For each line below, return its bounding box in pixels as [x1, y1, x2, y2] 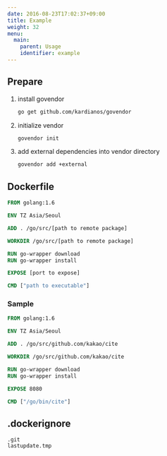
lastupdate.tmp [7, 443, 52, 450]
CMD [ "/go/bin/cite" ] [7, 398, 71, 405]
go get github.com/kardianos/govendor [17, 108, 132, 115]
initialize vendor [17, 121, 64, 129]
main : [13, 37, 30, 44]
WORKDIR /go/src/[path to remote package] [7, 237, 134, 244]
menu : [7, 30, 23, 37]
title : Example [7, 17, 52, 24]
